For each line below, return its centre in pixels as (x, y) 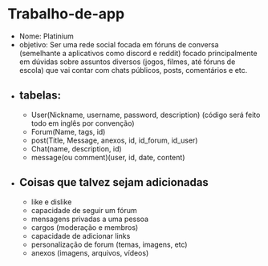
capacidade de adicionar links (81, 236)
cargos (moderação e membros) (85, 227)
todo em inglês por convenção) (83, 123)
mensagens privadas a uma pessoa (90, 219)
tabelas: (40, 96)
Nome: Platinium (46, 36)
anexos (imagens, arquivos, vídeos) (90, 252)
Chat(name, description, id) (76, 148)
